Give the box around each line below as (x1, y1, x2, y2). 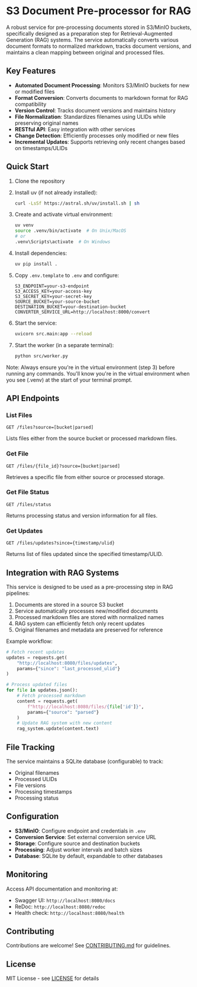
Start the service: (14, 319, 57, 326)
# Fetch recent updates (6, 649, 65, 655)
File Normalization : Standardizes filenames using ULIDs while (14, 113, 166, 120)
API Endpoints (6, 393, 60, 403)
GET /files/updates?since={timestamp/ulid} (6, 540, 115, 546)
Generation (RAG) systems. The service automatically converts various (6, 36, 179, 43)
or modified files (14, 88, 55, 95)
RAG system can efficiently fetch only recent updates (14, 620, 145, 627)
